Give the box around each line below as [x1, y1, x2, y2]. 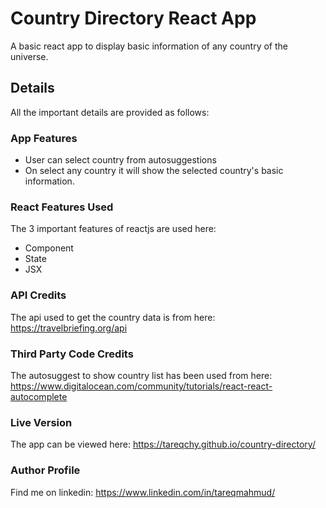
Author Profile [10, 463, 81, 477]
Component [24, 242, 74, 254]
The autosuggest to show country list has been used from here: [10, 369, 273, 381]
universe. [10, 50, 49, 62]
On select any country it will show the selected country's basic [24, 165, 284, 177]
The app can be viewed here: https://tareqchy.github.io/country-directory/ [10, 438, 316, 451]
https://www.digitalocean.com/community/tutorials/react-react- [10, 380, 273, 392]
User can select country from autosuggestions [24, 154, 217, 166]
